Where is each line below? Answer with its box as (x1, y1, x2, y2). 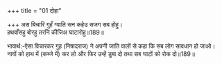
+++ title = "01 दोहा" (7, 7, 62, 15)
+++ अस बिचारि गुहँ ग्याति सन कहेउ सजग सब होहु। (7, 21, 123, 28)
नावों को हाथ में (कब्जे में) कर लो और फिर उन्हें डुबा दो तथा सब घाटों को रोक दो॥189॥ (7, 50, 196, 58)
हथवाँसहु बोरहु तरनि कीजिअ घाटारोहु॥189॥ (7, 28, 104, 36)
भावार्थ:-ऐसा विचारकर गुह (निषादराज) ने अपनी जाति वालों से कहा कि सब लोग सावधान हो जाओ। (7, 42, 216, 50)
